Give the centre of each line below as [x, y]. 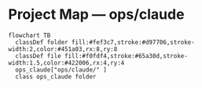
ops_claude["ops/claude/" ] [61, 70]
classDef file [38, 56]
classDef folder [42, 42]
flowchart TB [29, 35]
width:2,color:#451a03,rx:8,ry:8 [63, 49]
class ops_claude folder [56, 76]
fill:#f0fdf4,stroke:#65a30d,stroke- [126, 56]
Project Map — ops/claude [96, 15]
